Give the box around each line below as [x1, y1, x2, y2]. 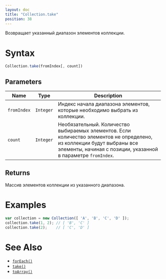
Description [94, 92, 123, 99]
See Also [5, 241, 42, 253]
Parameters [5, 77, 42, 86]
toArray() [12, 270, 33, 275]
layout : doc [5, 7, 30, 12]
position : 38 [5, 16, 32, 21]
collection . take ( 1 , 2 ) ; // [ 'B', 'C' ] [5, 220, 90, 225]
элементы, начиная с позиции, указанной [57, 146, 158, 153]
